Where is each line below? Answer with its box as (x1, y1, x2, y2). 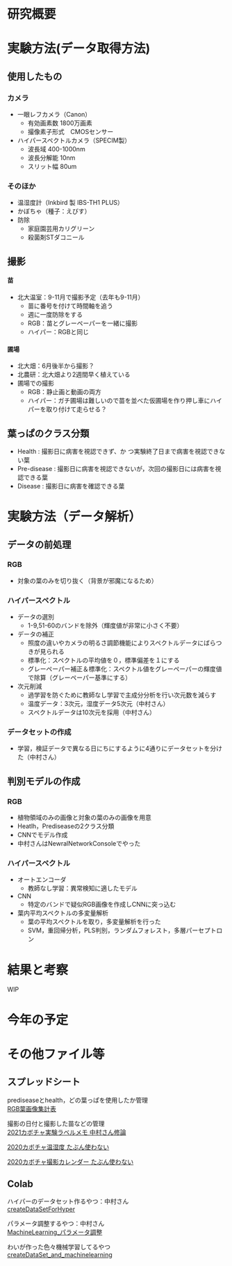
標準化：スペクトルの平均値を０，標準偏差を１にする (27, 656, 180, 664)
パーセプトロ (185, 926, 223, 935)
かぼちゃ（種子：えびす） (17, 207, 91, 215)
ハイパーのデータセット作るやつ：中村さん (7, 1197, 129, 1206)
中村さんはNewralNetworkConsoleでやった (17, 839, 141, 848)
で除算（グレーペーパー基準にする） (27, 673, 132, 682)
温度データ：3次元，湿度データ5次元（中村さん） (27, 700, 169, 708)
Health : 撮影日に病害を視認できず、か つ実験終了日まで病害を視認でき (17, 447, 219, 455)
